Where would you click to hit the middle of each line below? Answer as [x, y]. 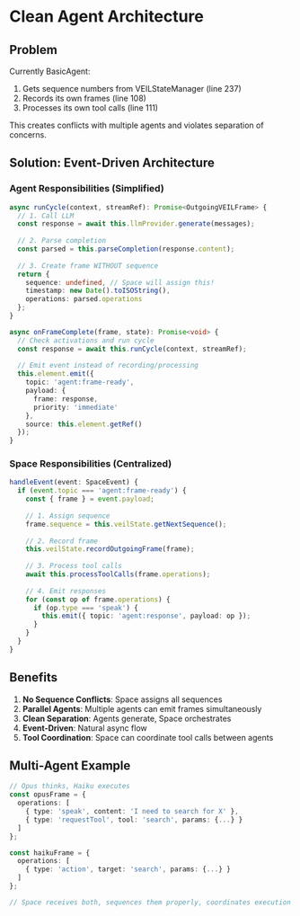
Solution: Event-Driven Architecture [112, 163]
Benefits [34, 677]
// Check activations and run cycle [86, 340]
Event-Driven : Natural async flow [85, 728]
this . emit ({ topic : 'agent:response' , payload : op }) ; [146, 616]
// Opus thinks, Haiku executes [70, 787]
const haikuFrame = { [50, 853]
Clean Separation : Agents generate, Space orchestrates [127, 718]
